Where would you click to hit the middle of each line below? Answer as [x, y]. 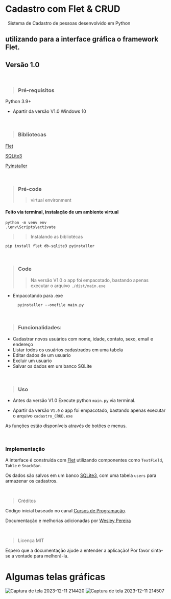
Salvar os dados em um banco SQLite [52, 366]
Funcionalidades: [40, 328]
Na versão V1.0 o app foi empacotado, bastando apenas [90, 280]
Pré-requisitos [36, 90]
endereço [23, 344]
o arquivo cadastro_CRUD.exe [43, 416]
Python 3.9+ [18, 102]
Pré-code [30, 189]
